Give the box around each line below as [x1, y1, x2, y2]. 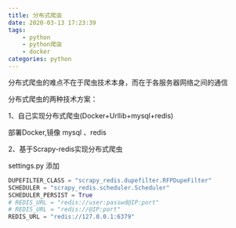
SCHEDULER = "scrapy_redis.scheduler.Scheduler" [8, 183, 170, 192]
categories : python [8, 56, 72, 63]
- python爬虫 [22, 41, 63, 49]
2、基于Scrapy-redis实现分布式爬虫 [8, 144, 123, 154]
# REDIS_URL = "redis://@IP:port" [8, 205, 122, 214]
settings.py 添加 [8, 161, 60, 170]
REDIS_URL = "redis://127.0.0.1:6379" [8, 213, 135, 221]
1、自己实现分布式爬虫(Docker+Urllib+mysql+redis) [8, 110, 174, 120]
